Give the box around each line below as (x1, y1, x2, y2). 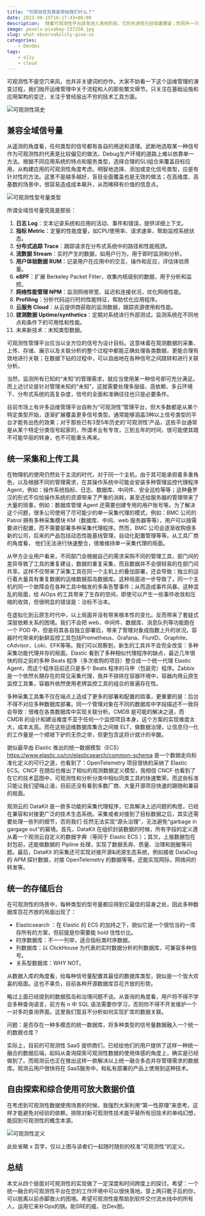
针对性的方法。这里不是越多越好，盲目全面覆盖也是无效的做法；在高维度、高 (7, 173, 199, 181)
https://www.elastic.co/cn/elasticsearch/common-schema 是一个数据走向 (7, 752, 192, 759)
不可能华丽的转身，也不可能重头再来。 (7, 434, 103, 441)
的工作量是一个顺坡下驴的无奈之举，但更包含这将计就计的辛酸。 (7, 731, 167, 738)
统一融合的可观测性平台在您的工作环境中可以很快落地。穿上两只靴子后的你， (7, 1187, 199, 1195)
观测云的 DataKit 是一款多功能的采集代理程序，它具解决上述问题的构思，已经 (7, 803, 199, 810)
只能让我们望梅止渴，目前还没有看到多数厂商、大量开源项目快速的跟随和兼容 (7, 782, 199, 790)
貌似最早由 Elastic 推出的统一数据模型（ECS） (7, 744, 122, 751)
